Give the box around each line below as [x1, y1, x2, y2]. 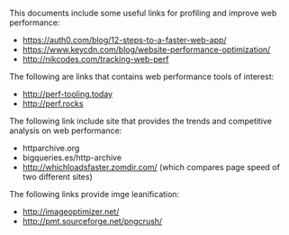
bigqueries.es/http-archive [22, 152, 122, 163]
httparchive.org [22, 143, 80, 153]
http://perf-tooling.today [22, 89, 113, 99]
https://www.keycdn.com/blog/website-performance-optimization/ [22, 44, 271, 55]
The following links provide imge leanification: [9, 189, 180, 199]
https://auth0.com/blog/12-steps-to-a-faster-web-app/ [22, 35, 227, 45]
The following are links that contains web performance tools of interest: [9, 71, 275, 82]
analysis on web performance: [9, 125, 122, 136]
